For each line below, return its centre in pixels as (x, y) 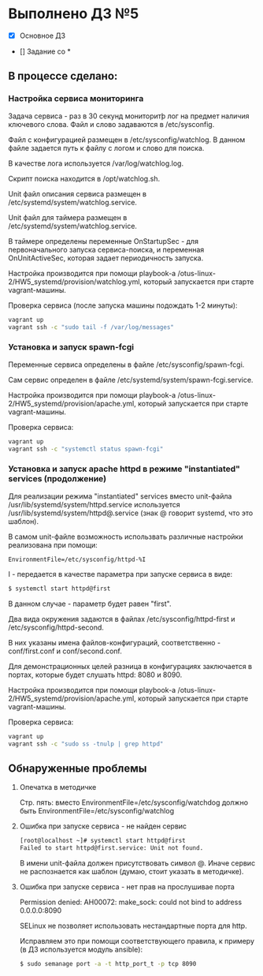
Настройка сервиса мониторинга (76, 99)
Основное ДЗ (42, 36)
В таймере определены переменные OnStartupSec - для (104, 241)
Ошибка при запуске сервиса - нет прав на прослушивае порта (127, 886)
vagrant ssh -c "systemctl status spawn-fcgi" (86, 449)
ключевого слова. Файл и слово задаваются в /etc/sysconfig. (111, 124)
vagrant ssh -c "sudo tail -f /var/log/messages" (91, 327)
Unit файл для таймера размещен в (68, 217)
